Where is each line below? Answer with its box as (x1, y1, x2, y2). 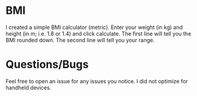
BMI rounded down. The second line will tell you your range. (5, 36, 155, 43)
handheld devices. (5, 84, 52, 91)
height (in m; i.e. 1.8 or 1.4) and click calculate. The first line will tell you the (5, 30, 192, 37)
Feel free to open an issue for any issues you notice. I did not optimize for (5, 77, 188, 85)
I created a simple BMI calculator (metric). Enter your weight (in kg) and (5, 24, 183, 31)
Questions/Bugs (5, 58, 89, 71)
